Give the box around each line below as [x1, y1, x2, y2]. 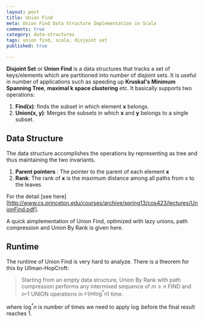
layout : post [6, 9, 40, 15]
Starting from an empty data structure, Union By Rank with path [21, 276, 181, 284]
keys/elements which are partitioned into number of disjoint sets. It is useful [6, 71, 197, 79]
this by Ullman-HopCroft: [6, 264, 69, 271]
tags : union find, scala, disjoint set [6, 37, 108, 43]
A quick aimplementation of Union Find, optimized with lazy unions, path [6, 217, 188, 224]
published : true [6, 43, 47, 49]
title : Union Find [6, 15, 53, 21]
